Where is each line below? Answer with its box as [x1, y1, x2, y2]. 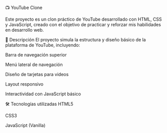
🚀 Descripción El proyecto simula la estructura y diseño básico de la [5, 37, 146, 42]
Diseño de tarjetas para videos [5, 72, 69, 77]
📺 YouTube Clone [5, 5, 43, 11]
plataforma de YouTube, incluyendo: [5, 42, 80, 48]
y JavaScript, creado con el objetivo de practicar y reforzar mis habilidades [5, 22, 161, 27]
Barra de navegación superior [5, 52, 67, 57]
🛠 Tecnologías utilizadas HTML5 [5, 101, 74, 107]
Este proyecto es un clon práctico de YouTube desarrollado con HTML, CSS [5, 16, 162, 22]
